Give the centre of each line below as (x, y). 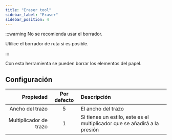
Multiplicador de (28, 120)
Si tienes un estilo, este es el (115, 117)
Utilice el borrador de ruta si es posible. (47, 44)
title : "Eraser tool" (28, 10)
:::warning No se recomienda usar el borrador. (54, 34)
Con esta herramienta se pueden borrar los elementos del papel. (73, 64)
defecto (64, 100)
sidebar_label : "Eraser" (32, 15)
